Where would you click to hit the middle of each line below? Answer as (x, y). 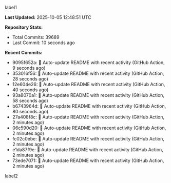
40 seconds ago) (30, 90)
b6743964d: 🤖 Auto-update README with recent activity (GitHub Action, (89, 106)
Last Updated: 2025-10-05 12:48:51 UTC (48, 17)
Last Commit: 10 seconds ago (43, 43)
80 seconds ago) (30, 111)
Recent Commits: (24, 53)
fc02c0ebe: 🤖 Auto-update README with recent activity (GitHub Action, (88, 139)
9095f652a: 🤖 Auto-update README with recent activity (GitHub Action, (88, 63)
